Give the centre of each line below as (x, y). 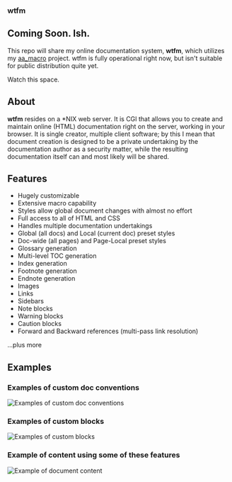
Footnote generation (47, 271)
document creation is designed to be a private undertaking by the (103, 141)
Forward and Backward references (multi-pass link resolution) (108, 331)
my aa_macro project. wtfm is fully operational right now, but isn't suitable (115, 58)
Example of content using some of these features (94, 455)
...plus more (25, 345)
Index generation (42, 264)
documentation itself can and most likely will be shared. (88, 156)
